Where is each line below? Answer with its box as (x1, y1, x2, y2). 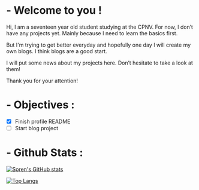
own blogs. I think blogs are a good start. (6, 47, 107, 54)
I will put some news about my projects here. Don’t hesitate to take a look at (6, 59, 194, 66)
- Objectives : (6, 98, 75, 112)
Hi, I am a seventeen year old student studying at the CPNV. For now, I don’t (6, 23, 194, 30)
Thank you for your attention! (6, 77, 79, 84)
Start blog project (14, 124, 59, 131)
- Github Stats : (6, 146, 83, 160)
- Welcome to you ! (6, 4, 102, 17)
